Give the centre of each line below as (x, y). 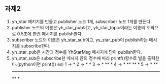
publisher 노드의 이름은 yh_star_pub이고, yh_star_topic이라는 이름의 (79, 27)
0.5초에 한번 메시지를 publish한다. (50, 34)
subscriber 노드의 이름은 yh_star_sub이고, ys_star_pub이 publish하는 (80, 40)
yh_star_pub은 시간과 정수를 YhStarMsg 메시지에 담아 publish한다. (77, 52)
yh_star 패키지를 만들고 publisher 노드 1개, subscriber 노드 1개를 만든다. (82, 21)
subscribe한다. (36, 46)
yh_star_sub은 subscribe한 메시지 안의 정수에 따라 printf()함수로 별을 (79, 58)
